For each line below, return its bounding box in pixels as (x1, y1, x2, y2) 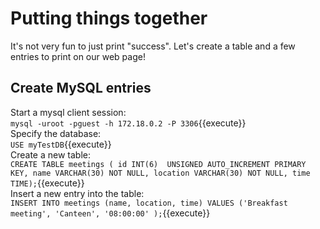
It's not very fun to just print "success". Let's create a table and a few (10, 40, 296, 52)
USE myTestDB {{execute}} (10, 138, 112, 150)
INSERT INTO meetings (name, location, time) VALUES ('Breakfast (10, 198, 288, 208)
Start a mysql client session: (10, 106, 127, 118)
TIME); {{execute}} (10, 177, 85, 189)
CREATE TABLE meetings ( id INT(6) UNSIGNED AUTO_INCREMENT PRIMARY (10, 159, 307, 169)
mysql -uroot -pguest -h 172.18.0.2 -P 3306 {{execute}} (10, 117, 247, 129)
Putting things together (10, 7, 208, 30)
